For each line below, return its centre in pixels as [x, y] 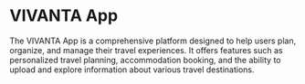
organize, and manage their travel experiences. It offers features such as [146, 50]
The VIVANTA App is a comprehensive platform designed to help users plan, [153, 41]
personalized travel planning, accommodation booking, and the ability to [145, 60]
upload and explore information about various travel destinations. [132, 70]
